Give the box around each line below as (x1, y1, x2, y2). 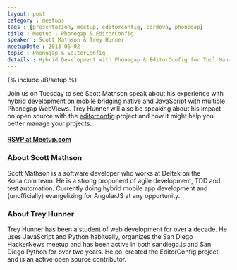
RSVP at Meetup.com (7, 135, 72, 144)
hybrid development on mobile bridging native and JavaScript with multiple (7, 97, 226, 105)
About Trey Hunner (7, 209, 75, 219)
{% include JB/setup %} (7, 75, 78, 84)
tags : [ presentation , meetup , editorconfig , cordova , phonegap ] (7, 23, 203, 30)
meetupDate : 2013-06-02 (7, 43, 80, 50)
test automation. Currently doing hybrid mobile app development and (7, 184, 208, 192)
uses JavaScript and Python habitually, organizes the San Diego (7, 232, 193, 240)
